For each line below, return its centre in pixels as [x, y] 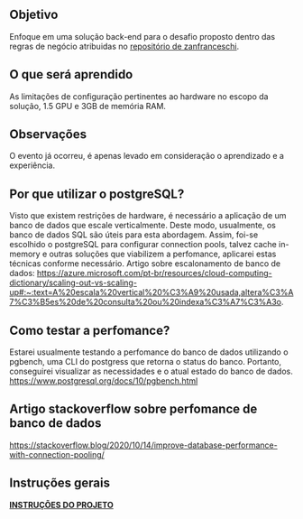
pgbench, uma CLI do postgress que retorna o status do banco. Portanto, [146, 362]
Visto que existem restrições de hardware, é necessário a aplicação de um [148, 216]
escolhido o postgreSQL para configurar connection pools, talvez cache [143, 245]
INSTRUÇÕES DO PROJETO [62, 505]
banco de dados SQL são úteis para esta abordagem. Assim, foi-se [134, 235]
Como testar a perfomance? [90, 330]
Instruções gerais [60, 483]
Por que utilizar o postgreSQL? [97, 194]
